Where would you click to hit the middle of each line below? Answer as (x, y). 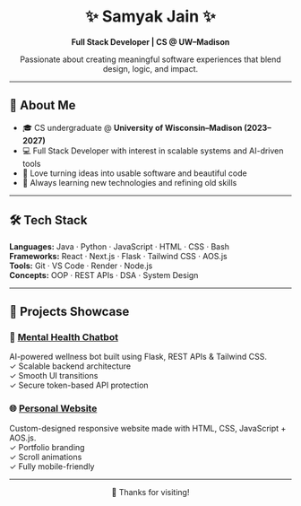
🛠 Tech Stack (48, 220)
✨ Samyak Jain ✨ (150, 17)
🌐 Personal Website (53, 408)
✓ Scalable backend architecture (70, 366)
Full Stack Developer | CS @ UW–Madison (150, 41)
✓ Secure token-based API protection (79, 385)
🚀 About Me (43, 105)
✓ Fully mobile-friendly (52, 466)
